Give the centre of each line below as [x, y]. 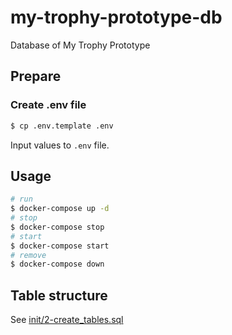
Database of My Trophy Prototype [80, 45]
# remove [28, 255]
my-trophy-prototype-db [116, 17]
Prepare [36, 76]
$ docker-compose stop [57, 227]
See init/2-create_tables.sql [67, 320]
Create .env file [48, 105]
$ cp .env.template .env [62, 126]
